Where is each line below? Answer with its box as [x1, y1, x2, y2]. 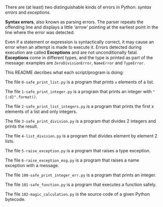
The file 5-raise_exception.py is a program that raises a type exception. [5, 148, 151, 153]
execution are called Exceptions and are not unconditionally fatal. [5, 49, 138, 55]
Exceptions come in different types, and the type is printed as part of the [5, 55, 153, 61]
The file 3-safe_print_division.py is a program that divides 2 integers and [5, 118, 156, 124]
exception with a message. [5, 163, 59, 168]
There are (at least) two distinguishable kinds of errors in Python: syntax [5, 4, 152, 10]
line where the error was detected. [5, 30, 75, 35]
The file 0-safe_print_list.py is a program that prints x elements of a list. [5, 79, 155, 85]
